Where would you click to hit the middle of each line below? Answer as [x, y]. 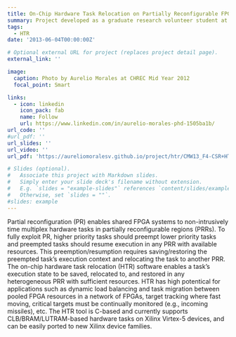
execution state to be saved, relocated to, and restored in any [96, 274]
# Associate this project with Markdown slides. [83, 176]
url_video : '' [28, 150]
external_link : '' [34, 59]
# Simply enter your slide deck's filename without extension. [105, 182]
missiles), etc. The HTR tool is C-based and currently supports [98, 311]
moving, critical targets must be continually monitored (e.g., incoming [108, 303]
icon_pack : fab [42, 111]
